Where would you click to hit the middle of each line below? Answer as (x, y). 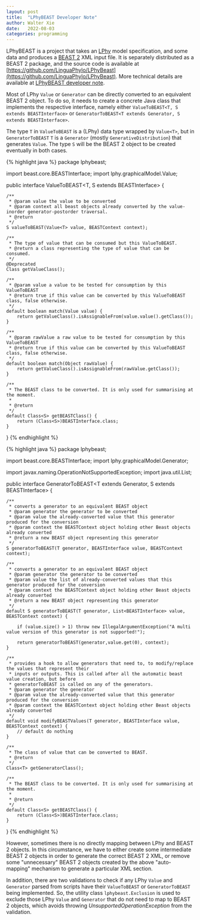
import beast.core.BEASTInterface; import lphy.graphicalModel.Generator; (97, 461)
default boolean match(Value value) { (54, 312)
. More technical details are (149, 77)
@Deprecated (21, 264)
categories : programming (37, 34)
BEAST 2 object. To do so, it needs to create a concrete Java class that (93, 101)
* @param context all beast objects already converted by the (88, 207)
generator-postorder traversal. (68, 212)
